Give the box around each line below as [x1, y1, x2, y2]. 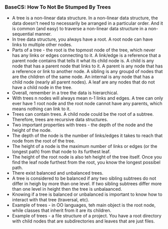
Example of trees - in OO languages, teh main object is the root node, [12, 202, 156, 208]
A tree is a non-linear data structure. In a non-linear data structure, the [12, 15, 158, 21]
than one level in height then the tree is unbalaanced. [12, 186, 122, 192]
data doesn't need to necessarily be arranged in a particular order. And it [12, 20, 163, 26]
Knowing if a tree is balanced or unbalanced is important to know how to [12, 191, 162, 197]
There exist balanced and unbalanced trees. [12, 170, 104, 176]
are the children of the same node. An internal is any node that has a [12, 74, 154, 80]
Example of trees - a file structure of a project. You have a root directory [12, 213, 162, 219]
